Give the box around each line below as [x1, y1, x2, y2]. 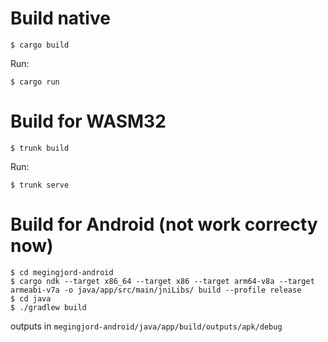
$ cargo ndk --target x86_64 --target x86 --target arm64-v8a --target [10, 276, 315, 286]
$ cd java [10, 293, 52, 304]
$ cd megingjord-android [10, 267, 114, 277]
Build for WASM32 [10, 110, 167, 133]
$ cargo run [10, 77, 60, 87]
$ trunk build [10, 143, 70, 153]
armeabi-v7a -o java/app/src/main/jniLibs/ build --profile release [10, 285, 302, 295]
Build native [10, 7, 111, 30]
